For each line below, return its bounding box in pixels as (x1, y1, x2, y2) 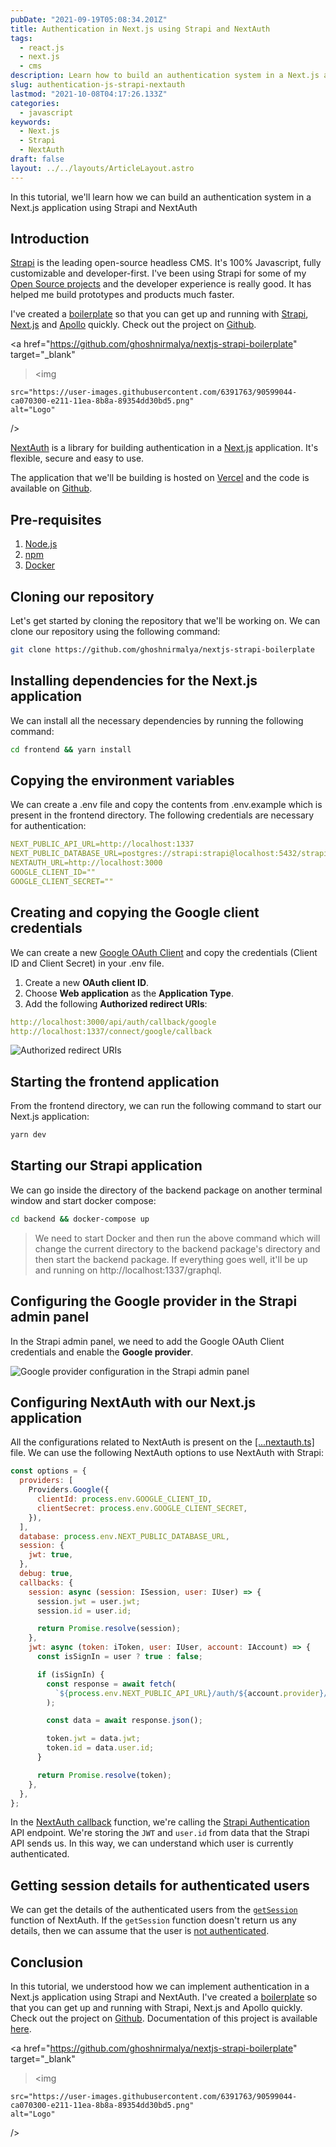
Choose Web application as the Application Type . (24, 987, 234, 999)
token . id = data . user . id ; (46, 1743, 155, 1753)
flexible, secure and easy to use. (10, 452, 145, 465)
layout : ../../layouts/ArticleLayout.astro (10, 163, 195, 173)
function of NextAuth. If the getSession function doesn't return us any (10, 1914, 297, 1926)
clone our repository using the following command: (10, 626, 221, 638)
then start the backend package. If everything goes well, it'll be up (34, 1253, 308, 1265)
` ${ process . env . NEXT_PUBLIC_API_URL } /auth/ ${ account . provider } (54, 1688, 325, 1698)
